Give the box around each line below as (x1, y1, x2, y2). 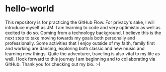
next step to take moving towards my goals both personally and (5, 35, 135, 41)
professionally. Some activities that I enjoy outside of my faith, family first (5, 40, 155, 46)
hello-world (5, 3, 55, 14)
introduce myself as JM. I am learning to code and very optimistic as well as (5, 24, 161, 30)
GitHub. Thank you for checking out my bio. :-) (5, 61, 101, 67)
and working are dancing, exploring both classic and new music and (5, 45, 145, 51)
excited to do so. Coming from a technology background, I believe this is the (5, 30, 162, 36)
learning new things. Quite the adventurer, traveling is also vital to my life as (5, 50, 160, 57)
